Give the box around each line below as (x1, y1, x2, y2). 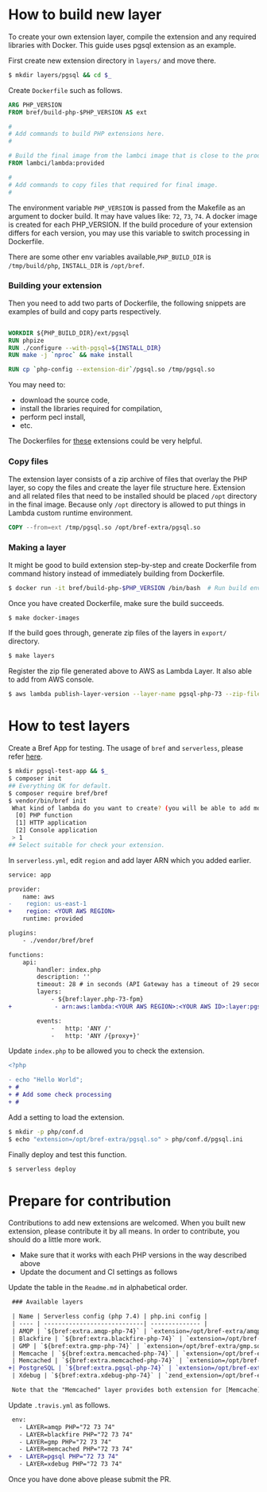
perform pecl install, (19, 412, 86, 422)
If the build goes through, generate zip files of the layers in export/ (8, 628, 227, 638)
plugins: (8, 929, 37, 938)
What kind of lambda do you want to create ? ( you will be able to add (11, 804, 250, 812)
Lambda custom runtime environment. (8, 507, 133, 518)
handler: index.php (37, 966, 102, 973)
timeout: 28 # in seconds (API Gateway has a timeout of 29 (37, 981, 240, 989)
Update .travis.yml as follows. (8, 1400, 110, 1409)
